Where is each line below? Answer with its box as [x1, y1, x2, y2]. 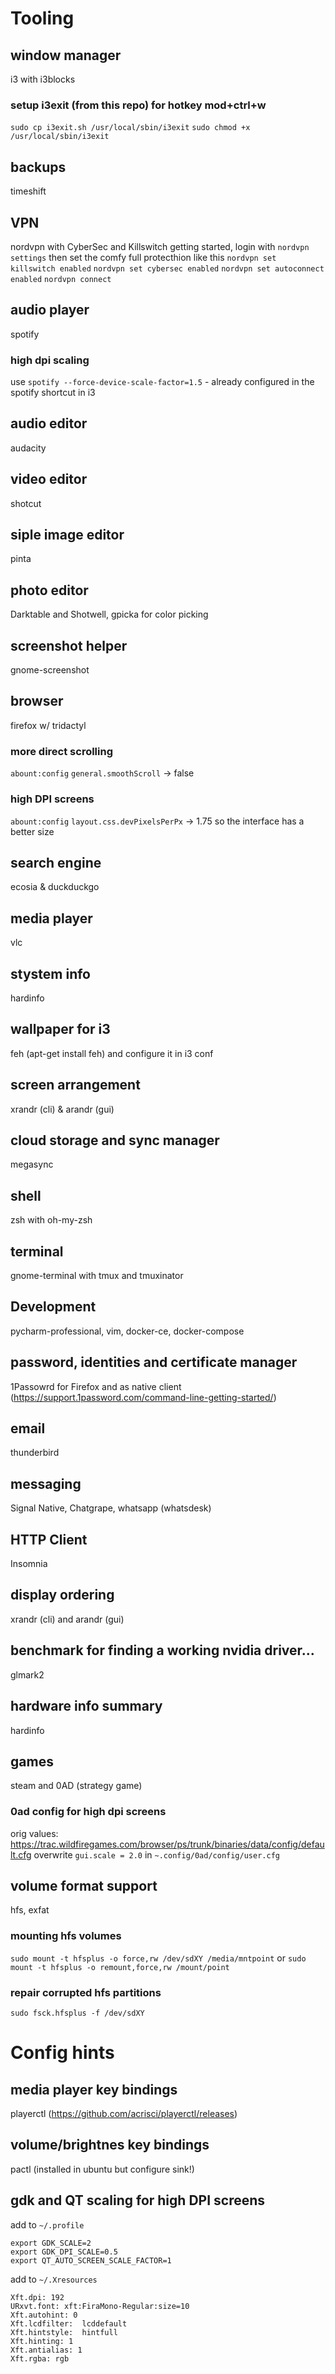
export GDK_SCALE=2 [10, 2238, 92, 2248]
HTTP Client [10, 1531, 88, 1548]
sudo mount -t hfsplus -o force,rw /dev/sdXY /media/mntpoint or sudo [10, 1952, 307, 1964]
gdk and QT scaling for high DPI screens [10, 2192, 266, 2209]
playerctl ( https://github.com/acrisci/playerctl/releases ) [10, 2108, 238, 2120]
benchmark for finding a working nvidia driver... [10, 1642, 315, 1659]
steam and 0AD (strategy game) [10, 1780, 143, 1792]
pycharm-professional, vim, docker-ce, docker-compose [10, 1325, 245, 1337]
